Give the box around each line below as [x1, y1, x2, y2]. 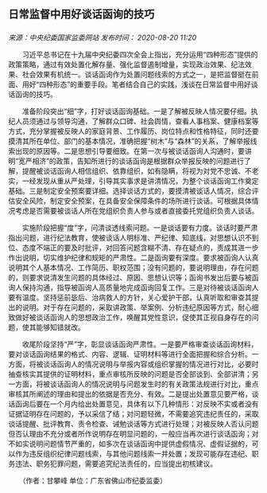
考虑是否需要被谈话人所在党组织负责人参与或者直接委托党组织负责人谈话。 [14, 206, 259, 216]
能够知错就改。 [35, 323, 85, 332]
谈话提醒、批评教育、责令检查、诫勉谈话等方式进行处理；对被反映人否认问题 [8, 419, 259, 428]
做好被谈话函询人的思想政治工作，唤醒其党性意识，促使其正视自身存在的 [14, 313, 252, 323]
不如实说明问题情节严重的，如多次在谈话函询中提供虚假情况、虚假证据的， [8, 439, 252, 448]
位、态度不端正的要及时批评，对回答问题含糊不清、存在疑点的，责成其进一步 [8, 243, 259, 252]
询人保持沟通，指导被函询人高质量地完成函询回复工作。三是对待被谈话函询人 [8, 283, 259, 292]
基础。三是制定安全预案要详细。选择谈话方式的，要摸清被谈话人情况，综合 [8, 186, 252, 196]
